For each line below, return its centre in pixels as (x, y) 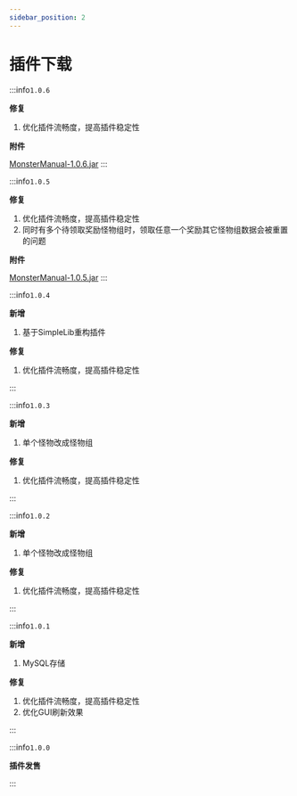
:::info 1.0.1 (30, 626)
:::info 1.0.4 (30, 294)
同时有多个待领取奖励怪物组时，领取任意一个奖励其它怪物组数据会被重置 (155, 229)
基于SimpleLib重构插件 (64, 332)
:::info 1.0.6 (30, 89)
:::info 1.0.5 (30, 181)
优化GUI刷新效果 (53, 712)
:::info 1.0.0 (30, 747)
